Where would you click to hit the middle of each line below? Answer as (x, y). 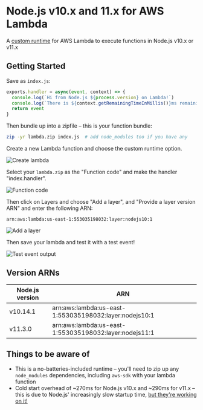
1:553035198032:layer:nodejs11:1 (103, 333)
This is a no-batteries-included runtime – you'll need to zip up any (97, 369)
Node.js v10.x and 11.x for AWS (85, 11)
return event (28, 109)
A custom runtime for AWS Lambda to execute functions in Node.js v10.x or (100, 41)
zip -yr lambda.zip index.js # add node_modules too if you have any (97, 137)
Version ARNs (33, 273)
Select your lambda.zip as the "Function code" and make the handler (92, 172)
